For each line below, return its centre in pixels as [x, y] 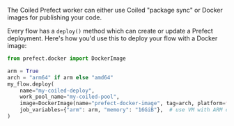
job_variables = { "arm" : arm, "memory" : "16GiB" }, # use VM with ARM [121, 110]
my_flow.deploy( [31, 84]
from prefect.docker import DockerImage [67, 58]
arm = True [23, 71]
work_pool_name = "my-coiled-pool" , [70, 97]
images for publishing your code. [55, 17]
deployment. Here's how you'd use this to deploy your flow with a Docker [112, 38]
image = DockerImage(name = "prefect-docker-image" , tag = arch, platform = [123, 104]
